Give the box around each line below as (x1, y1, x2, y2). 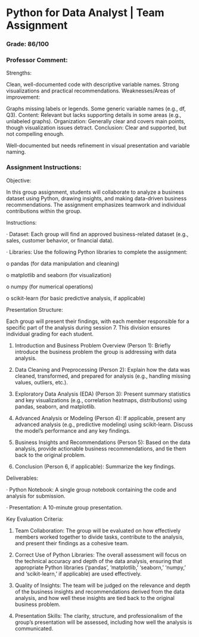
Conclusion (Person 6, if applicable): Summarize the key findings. (14, 462, 176, 470)
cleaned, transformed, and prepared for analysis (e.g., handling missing (14, 372, 191, 380)
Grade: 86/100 (6, 40, 49, 48)
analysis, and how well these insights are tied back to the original (14, 594, 175, 601)
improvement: (6, 94, 41, 101)
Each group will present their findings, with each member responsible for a (6, 318, 189, 325)
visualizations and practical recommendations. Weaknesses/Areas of (6, 87, 176, 95)
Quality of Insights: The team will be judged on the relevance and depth (14, 582, 191, 589)
